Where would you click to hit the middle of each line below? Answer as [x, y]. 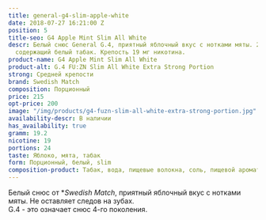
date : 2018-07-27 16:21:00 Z [56, 23]
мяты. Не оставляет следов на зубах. [71, 201]
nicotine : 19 [30, 140]
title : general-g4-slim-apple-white [68, 15]
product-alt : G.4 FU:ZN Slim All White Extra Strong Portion [111, 67]
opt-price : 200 [33, 104]
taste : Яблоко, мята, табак [55, 155]
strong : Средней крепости [51, 74]
